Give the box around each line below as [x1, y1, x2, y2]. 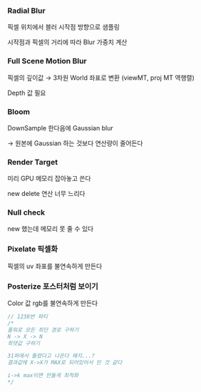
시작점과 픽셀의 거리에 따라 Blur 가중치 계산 [7, 38, 128, 46]
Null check [7, 207, 46, 217]
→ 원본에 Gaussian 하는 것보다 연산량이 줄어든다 [7, 138, 143, 148]
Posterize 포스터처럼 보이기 [7, 281, 98, 291]
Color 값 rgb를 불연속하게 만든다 [7, 299, 98, 308]
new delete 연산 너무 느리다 [7, 190, 86, 198]
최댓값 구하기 [7, 339, 41, 347]
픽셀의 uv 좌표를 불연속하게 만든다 [7, 262, 103, 270]
